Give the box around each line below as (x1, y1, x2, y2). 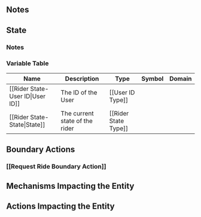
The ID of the (60, 88, 98, 96)
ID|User (24, 92, 46, 100)
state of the (60, 117, 93, 125)
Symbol (141, 75, 164, 82)
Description (65, 75, 99, 82)
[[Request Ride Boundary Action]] (6, 163, 106, 171)
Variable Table (6, 59, 49, 68)
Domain (169, 75, 192, 82)
